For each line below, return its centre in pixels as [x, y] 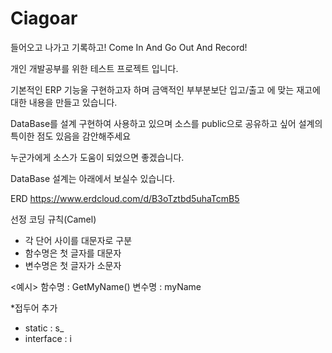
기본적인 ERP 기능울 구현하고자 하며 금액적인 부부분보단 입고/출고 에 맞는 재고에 [165, 89]
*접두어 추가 [34, 308]
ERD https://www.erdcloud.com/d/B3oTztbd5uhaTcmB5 [125, 198]
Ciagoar [44, 18]
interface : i [48, 338]
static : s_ [44, 328]
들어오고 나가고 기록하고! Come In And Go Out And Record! [129, 47]
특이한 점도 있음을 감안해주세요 [71, 136]
